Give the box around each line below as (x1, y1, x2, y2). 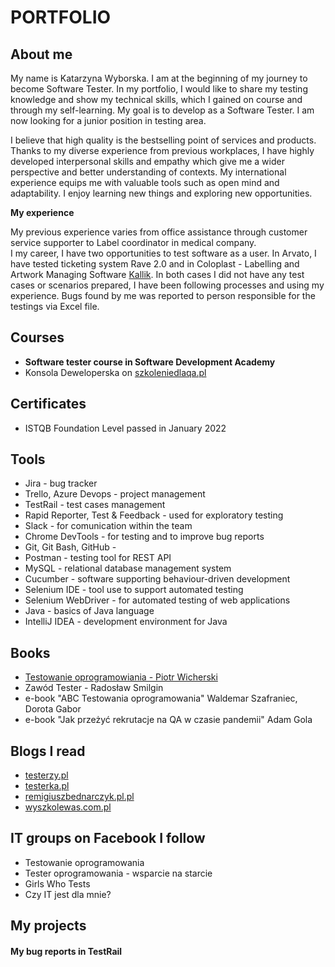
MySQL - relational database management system (24, 562, 232, 575)
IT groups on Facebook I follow (10, 830, 206, 847)
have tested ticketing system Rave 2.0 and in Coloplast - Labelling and (10, 258, 300, 270)
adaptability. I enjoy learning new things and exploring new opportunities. (10, 187, 313, 199)
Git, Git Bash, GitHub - (24, 541, 117, 553)
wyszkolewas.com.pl (24, 801, 112, 813)
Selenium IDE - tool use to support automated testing (24, 584, 244, 596)
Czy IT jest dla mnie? (24, 888, 112, 900)
